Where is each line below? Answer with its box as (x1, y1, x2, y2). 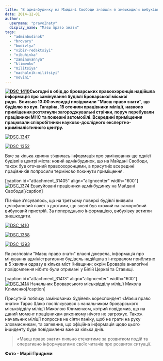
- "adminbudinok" (9, 35, 45, 39)
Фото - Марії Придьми (5, 350, 53, 356)
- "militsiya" (9, 66, 38, 71)
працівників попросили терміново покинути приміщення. (5, 168, 124, 174)
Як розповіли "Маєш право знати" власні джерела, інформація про (5, 251, 144, 256)
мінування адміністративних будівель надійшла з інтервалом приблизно (5, 256, 156, 262)
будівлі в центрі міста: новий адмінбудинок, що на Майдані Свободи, (5, 158, 148, 163)
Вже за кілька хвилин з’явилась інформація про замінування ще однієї (5, 153, 151, 159)
